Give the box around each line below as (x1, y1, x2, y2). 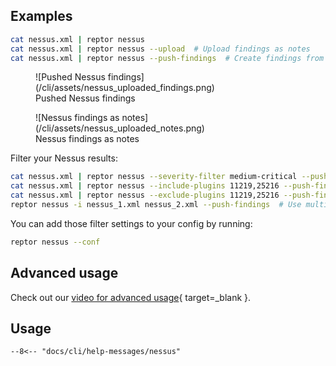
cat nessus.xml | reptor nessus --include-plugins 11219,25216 (10, 181, 280, 191)
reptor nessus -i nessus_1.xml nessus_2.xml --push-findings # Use (10, 200, 302, 210)
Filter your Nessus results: (10, 152, 118, 164)
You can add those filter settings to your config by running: (10, 217, 253, 229)
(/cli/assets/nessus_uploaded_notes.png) (35, 122, 205, 134)
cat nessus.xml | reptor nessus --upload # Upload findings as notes (10, 44, 311, 54)
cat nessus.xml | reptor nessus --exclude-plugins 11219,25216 (10, 190, 280, 201)
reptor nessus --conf (10, 237, 101, 247)
